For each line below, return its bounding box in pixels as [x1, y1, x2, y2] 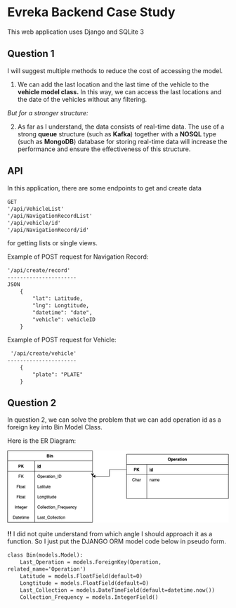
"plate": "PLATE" [32, 370, 83, 378]
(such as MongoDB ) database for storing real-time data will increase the [17, 137, 228, 145]
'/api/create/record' [7, 266, 71, 274]
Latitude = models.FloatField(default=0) [20, 572, 143, 580]
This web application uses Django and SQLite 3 [7, 27, 144, 36]
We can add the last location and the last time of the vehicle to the [17, 80, 209, 89]
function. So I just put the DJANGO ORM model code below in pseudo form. [7, 537, 226, 545]
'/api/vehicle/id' [7, 219, 61, 226]
